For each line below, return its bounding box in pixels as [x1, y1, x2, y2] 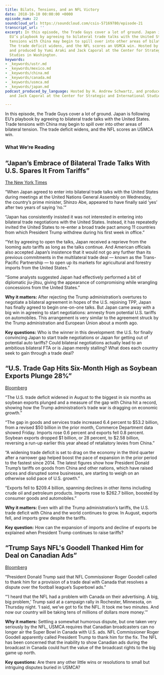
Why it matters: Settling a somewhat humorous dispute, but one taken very [5, 618, 157, 624]
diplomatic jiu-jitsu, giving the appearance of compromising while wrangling [5, 279, 158, 285]
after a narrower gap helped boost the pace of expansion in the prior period [5, 455, 157, 460]
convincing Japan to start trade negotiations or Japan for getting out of [5, 335, 148, 340]
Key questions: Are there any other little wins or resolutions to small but [5, 659, 150, 665]
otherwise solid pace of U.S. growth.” [5, 475, 80, 481]
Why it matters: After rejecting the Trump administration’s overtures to [5, 294, 147, 300]
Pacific [5, 259, 19, 265]
